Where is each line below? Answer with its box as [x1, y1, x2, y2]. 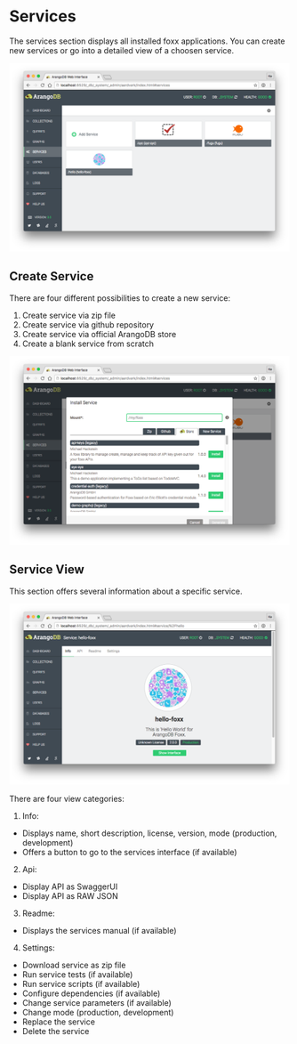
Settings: [21, 943, 55, 953]
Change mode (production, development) [21, 1008, 174, 1018]
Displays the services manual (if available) [21, 926, 177, 936]
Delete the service [21, 1026, 90, 1037]
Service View [9, 562, 84, 578]
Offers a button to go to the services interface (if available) [21, 847, 237, 858]
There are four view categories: [9, 794, 124, 805]
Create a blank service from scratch [21, 338, 154, 349]
